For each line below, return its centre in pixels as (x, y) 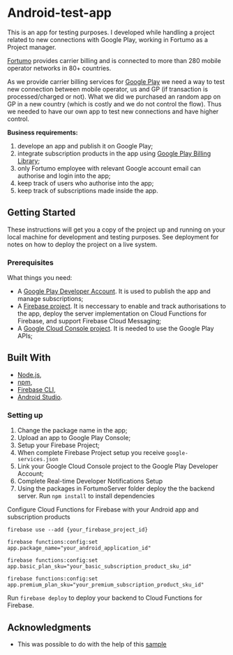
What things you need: (40, 278)
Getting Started (42, 212)
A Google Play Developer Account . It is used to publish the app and (114, 291)
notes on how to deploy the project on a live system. (82, 244)
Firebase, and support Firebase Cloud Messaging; (89, 321)
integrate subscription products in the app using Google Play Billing (114, 153)
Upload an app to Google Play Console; (74, 438)
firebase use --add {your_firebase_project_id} (78, 530)
